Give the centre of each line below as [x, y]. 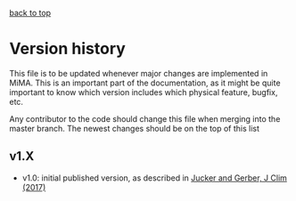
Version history [68, 49]
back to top [30, 13]
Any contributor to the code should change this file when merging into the [145, 118]
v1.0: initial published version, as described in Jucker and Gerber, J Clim [155, 178]
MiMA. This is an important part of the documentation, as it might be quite [145, 83]
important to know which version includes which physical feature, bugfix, [144, 92]
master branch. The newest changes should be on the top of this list [135, 128]
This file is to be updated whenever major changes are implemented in [139, 73]
